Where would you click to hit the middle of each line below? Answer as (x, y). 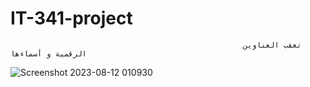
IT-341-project (71, 18)
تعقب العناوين (272, 45)
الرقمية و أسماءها (48, 53)
